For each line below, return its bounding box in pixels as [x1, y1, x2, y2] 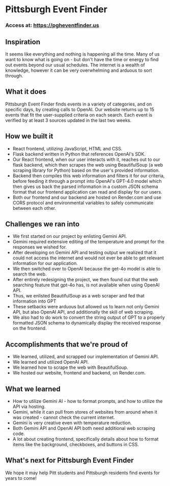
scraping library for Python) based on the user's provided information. [12, 167, 160, 173]
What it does [5, 88, 47, 96]
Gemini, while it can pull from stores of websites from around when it [12, 409, 157, 415]
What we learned [5, 385, 61, 393]
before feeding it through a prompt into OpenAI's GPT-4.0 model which [12, 178, 162, 184]
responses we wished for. [12, 244, 67, 250]
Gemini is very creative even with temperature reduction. [12, 419, 132, 426]
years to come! [5, 475, 37, 481]
